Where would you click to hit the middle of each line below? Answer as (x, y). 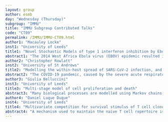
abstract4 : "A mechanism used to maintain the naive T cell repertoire (81, 112)
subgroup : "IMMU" (23, 24)
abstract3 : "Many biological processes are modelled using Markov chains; (85, 93)
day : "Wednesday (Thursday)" (35, 19)
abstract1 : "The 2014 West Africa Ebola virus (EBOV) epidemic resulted (82, 56)
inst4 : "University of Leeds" (37, 103)
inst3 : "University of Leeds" (37, 84)
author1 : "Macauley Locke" (33, 42)
